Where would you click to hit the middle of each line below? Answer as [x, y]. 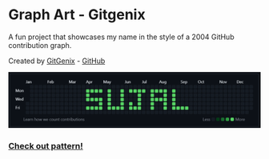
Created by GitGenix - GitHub [57, 61]
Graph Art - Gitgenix [77, 15]
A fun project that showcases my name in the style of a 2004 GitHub [121, 37]
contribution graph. [40, 45]
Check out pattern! [46, 146]
